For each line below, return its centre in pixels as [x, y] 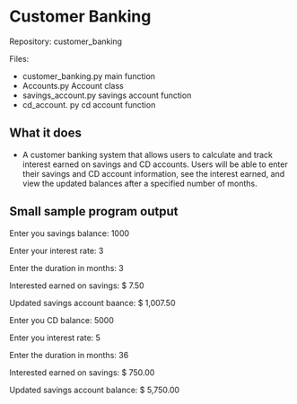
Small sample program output [94, 211]
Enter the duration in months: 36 [69, 355]
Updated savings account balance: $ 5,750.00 [95, 390]
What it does [46, 133]
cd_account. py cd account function [89, 104]
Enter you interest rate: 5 [55, 338]
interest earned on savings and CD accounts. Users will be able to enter [155, 164]
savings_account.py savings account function [107, 95]
